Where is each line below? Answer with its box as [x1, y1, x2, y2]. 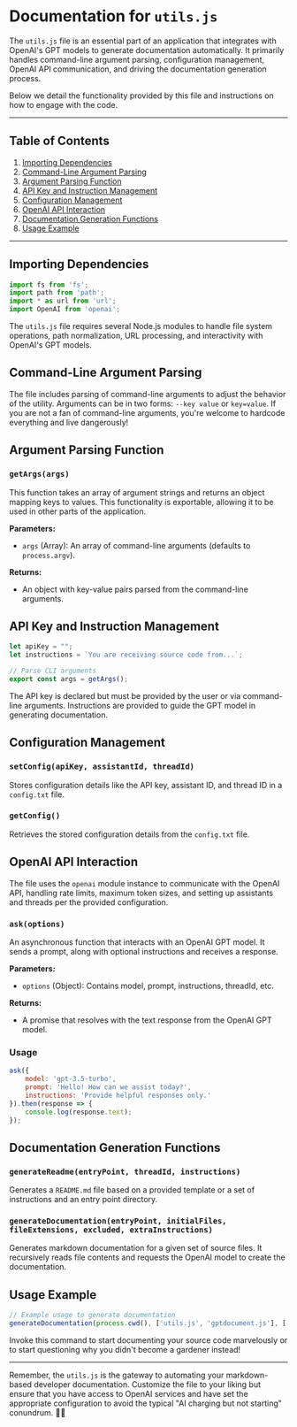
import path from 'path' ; [9, 288, 104, 297]
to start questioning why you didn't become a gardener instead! [9, 1344, 241, 1354]
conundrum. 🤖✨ [9, 1407, 66, 1417]
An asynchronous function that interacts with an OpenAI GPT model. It [9, 936, 265, 947]
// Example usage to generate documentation [9, 1311, 176, 1320]
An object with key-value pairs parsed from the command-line [21, 584, 249, 595]
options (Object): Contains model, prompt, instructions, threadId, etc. [21, 980, 274, 991]
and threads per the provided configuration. [9, 896, 169, 908]
